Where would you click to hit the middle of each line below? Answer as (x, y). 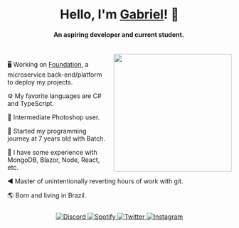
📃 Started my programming (47, 131)
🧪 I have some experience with (52, 153)
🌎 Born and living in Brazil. (47, 195)
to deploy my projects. (40, 82)
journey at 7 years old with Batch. (56, 139)
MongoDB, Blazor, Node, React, (54, 160)
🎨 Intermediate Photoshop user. (54, 117)
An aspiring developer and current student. (119, 34)
